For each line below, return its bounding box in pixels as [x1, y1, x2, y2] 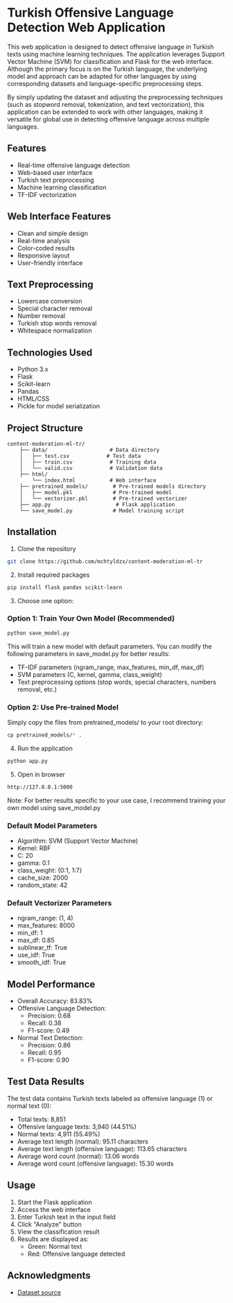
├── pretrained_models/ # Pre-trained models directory [19, 483, 207, 490]
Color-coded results [17, 244, 75, 252]
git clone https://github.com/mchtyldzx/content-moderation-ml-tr [7, 557, 203, 565]
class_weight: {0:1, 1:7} [17, 866, 83, 874]
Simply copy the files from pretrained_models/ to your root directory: [7, 718, 204, 727]
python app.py [7, 757, 49, 764]
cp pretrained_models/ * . [7, 732, 82, 739]
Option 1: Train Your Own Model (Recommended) [7, 614, 175, 623]
